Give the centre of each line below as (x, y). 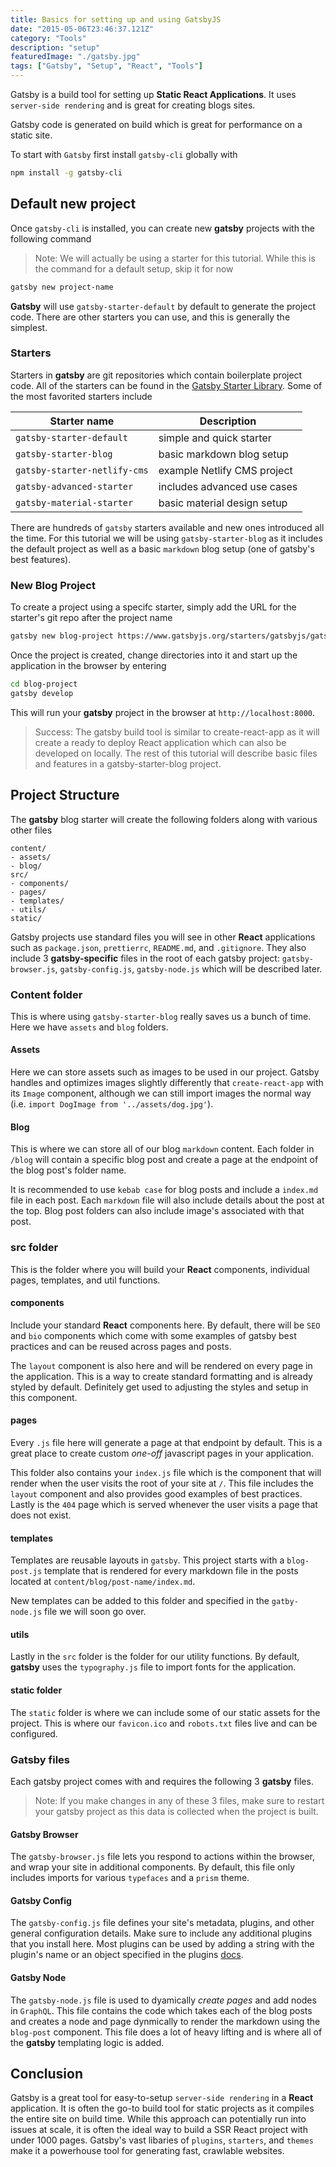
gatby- (285, 1602)
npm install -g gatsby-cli (66, 173)
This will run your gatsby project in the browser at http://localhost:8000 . (162, 712)
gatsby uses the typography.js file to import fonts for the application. (153, 1667)
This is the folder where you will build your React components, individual (160, 1269)
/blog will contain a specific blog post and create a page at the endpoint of (164, 1160)
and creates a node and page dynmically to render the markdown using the (165, 2021)
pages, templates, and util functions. (85, 1280)
